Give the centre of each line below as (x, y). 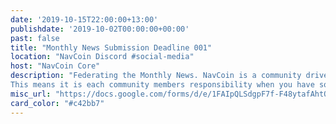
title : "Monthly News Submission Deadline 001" (111, 47)
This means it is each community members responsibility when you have (162, 85)
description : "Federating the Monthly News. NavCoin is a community (156, 76)
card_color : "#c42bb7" (57, 103)
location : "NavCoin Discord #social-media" (102, 57)
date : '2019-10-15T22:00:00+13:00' (84, 19)
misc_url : (31, 94)
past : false (35, 38)
